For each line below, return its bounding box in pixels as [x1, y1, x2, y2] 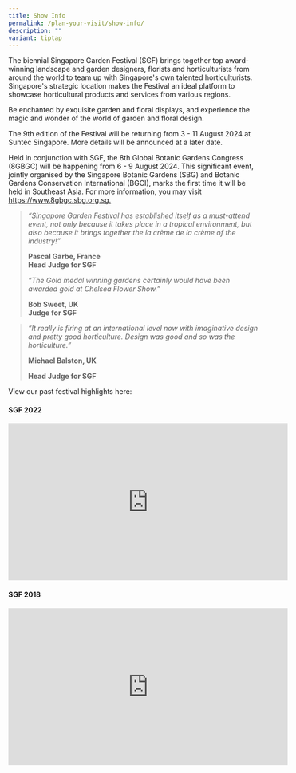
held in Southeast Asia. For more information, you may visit [8, 187, 202, 196]
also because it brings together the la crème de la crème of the [27, 228, 237, 238]
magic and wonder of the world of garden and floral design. [8, 113, 205, 124]
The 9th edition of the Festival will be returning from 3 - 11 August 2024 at [8, 129, 251, 139]
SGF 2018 [8, 590, 41, 599]
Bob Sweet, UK [27, 300, 79, 310]
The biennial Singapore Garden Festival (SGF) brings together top [8, 56, 223, 65]
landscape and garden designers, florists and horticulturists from [35, 65, 250, 74]
